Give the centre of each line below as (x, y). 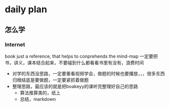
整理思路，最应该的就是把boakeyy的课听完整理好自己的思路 (75, 86)
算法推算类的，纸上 (40, 93)
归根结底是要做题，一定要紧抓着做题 (50, 80)
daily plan (26, 9)
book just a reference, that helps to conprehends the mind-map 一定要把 (81, 56)
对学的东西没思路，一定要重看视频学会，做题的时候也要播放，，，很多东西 (88, 73)
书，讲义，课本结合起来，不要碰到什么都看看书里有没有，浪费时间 (74, 62)
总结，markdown (38, 99)
